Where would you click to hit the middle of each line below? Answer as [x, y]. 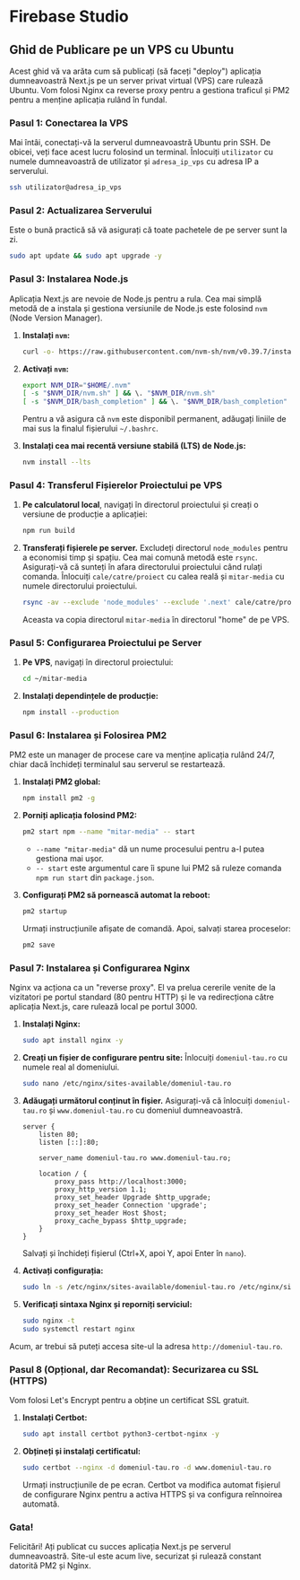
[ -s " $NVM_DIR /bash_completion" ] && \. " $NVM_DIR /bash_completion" [155, 402]
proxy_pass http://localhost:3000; [121, 1182]
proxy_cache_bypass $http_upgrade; [121, 1221]
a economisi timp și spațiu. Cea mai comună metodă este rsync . [140, 557]
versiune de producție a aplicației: [85, 514]
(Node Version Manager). [56, 318]
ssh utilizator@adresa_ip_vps [66, 188]
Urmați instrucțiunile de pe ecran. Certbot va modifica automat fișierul [151, 1484]
